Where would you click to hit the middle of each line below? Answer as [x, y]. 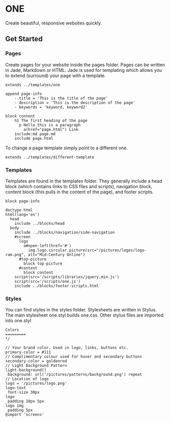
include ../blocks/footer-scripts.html [57, 286]
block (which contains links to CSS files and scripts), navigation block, [79, 186]
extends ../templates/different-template [50, 157]
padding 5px [20, 410]
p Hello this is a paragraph [50, 125]
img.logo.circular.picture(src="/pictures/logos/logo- [87, 250]
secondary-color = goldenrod [36, 361]
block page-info [22, 201]
